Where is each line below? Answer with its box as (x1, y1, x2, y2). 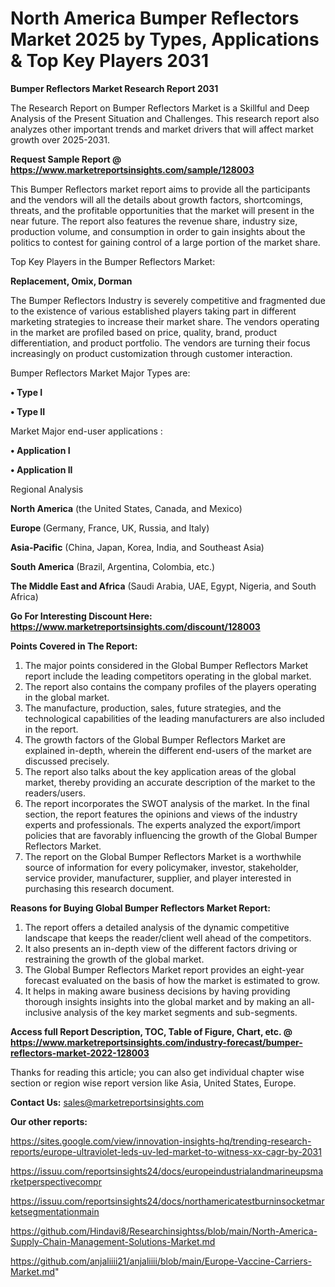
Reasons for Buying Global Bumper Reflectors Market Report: (10, 902, 271, 914)
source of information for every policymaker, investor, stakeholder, (24, 861, 299, 873)
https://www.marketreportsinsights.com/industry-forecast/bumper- (10, 1036, 303, 1048)
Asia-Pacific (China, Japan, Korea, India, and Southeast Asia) (10, 541, 265, 553)
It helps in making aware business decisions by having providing (24, 985, 291, 997)
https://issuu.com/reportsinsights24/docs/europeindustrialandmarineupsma (10, 1165, 323, 1177)
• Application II (10, 463, 73, 476)
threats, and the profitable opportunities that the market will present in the (10, 204, 315, 216)
